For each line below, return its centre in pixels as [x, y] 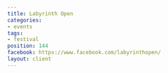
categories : [24, 20]
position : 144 [28, 46]
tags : [15, 33]
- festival [23, 40]
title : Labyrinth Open [40, 14]
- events [20, 26]
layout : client [29, 59]
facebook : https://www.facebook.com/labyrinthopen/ [84, 53]
